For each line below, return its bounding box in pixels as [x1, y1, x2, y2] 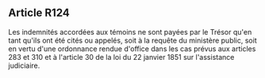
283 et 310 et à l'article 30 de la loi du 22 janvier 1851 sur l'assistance [8, 52, 235, 61]
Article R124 [8, 6, 70, 20]
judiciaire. [8, 61, 40, 70]
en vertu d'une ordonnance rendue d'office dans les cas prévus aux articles [8, 43, 256, 54]
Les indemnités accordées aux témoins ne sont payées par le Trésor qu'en [8, 27, 252, 36]
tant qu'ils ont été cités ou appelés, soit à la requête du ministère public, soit [8, 35, 257, 45]
